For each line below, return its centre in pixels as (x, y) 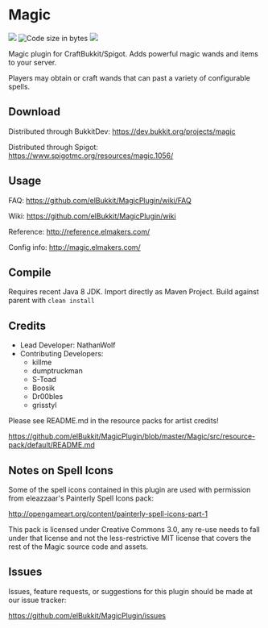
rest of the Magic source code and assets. (78, 547)
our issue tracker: (37, 600)
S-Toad (44, 380)
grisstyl (44, 405)
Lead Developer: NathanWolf (68, 345)
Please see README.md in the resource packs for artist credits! (113, 421)
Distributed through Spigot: (54, 147)
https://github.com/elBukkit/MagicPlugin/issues (87, 615)
